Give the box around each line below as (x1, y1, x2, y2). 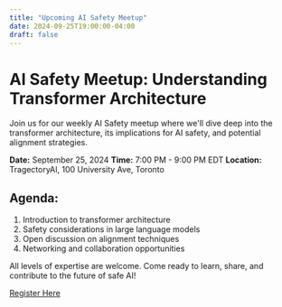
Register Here (9, 288, 61, 299)
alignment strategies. (9, 137, 88, 148)
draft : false (9, 30, 59, 39)
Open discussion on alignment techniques (22, 234, 180, 245)
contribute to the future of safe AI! (9, 270, 136, 281)
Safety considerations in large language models (22, 224, 201, 235)
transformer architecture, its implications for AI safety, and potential (9, 127, 261, 138)
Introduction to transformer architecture (22, 214, 171, 226)
